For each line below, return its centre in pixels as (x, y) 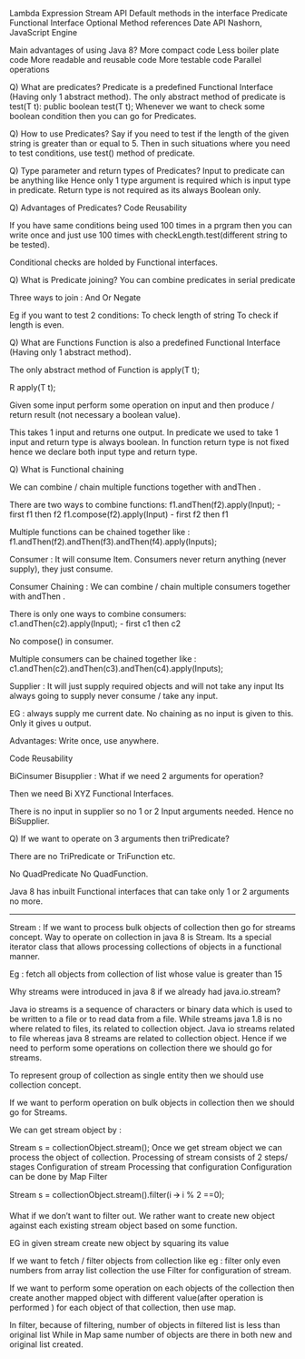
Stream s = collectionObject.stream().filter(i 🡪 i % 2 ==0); (117, 1195)
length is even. (37, 325)
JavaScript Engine (44, 32)
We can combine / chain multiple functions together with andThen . (135, 487)
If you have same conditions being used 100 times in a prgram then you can (151, 225)
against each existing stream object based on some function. (123, 1225)
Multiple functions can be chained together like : (100, 532)
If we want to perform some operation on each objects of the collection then (152, 1288)
